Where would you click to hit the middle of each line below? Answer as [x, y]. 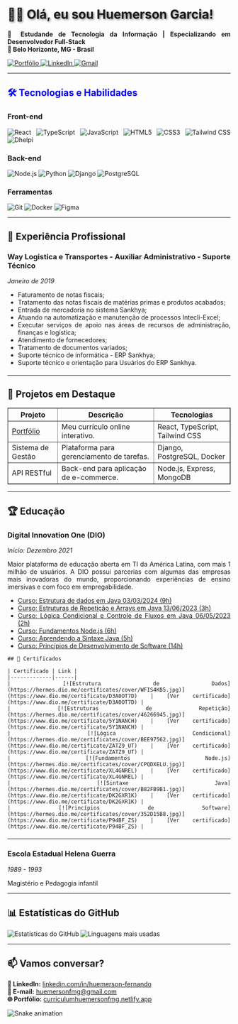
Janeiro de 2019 [31, 280]
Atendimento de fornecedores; [62, 339]
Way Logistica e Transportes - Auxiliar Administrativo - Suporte [119, 256]
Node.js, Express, [187, 468]
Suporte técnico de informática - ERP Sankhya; [86, 355]
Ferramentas [30, 192]
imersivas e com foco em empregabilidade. [70, 587]
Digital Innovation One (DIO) [57, 535]
